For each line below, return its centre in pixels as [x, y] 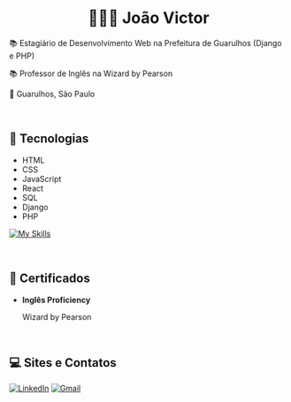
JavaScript [42, 178]
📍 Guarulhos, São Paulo [52, 94]
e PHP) [22, 56]
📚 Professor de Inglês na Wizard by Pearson [91, 73]
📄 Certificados [50, 279]
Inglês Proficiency [56, 300]
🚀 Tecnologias [49, 139]
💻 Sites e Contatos [63, 363]
